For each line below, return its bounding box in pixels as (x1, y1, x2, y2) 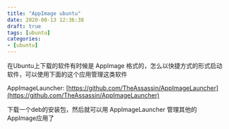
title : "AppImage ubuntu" (7, 10, 81, 17)
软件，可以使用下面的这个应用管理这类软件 (7, 70, 128, 78)
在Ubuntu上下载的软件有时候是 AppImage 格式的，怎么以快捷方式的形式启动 (7, 62, 223, 69)
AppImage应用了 (7, 114, 55, 122)
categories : (7, 36, 41, 43)
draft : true (7, 23, 41, 30)
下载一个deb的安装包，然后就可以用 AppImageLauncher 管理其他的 (7, 106, 197, 113)
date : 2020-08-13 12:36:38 (7, 16, 84, 23)
